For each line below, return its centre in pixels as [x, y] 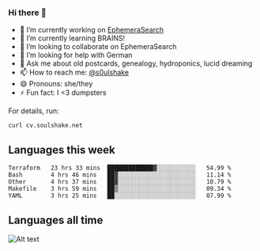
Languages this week [62, 150]
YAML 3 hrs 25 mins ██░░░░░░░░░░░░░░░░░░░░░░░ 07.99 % [120, 196]
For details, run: [34, 111]
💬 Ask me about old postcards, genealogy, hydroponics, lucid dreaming [136, 63]
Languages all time [56, 220]
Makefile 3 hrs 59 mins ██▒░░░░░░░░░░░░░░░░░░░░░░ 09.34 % [120, 189]
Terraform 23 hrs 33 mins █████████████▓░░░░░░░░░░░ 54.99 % [120, 168]
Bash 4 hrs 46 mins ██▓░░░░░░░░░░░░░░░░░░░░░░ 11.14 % [120, 175]
